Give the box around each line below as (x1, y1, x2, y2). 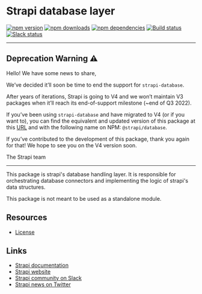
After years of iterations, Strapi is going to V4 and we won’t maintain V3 (6, 93, 183, 100)
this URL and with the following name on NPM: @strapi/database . (6, 123, 167, 130)
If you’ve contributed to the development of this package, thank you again (6, 135, 190, 142)
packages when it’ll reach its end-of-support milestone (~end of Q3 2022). (6, 99, 192, 106)
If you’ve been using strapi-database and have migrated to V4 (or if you (6, 111, 185, 118)
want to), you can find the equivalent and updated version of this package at (6, 117, 195, 124)
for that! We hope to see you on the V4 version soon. (6, 141, 137, 149)
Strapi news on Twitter (14, 281, 71, 288)
